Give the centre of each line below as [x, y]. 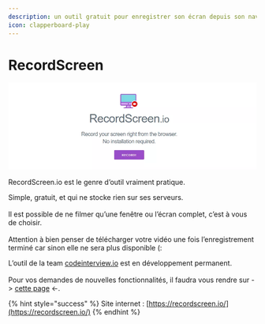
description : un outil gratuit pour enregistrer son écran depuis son [127, 17]
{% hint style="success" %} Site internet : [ [79, 303]
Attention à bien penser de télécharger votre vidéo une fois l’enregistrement [131, 239]
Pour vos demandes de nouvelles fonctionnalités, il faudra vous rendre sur [129, 280]
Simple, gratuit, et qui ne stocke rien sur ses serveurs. [96, 198]
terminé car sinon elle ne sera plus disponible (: [85, 248]
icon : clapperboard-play [49, 25]
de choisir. [25, 223]
